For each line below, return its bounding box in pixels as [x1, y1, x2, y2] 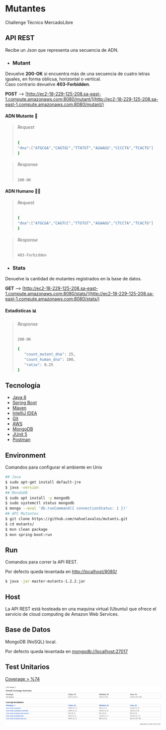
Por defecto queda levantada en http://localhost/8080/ [5, 568, 117, 574]
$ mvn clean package [5, 527, 48, 532]
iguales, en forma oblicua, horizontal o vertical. [5, 76, 101, 82]
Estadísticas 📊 [5, 308, 37, 314]
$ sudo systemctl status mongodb [5, 500, 75, 506]
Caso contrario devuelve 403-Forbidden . [5, 81, 90, 87]
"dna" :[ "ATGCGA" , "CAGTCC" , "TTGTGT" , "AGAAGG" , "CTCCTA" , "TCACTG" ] [17, 221, 154, 226]
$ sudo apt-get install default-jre [5, 480, 81, 485]
